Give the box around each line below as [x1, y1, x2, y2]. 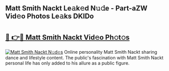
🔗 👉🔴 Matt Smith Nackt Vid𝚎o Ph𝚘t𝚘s [5, 33, 130, 42]
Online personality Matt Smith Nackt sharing [64, 49, 158, 55]
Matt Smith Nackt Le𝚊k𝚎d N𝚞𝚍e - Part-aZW [5, 4, 147, 13]
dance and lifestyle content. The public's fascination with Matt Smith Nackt [5, 55, 164, 60]
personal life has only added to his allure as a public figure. [5, 60, 130, 66]
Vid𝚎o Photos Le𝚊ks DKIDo [5, 12, 94, 21]
